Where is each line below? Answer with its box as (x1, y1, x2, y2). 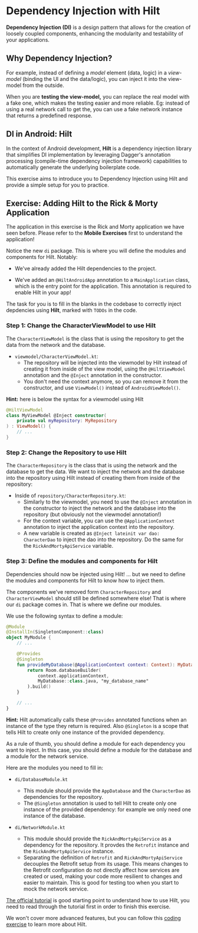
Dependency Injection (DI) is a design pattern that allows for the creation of (6, 24, 191, 31)
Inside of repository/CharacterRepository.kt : (14, 492, 127, 499)
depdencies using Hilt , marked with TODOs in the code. (6, 307, 137, 314)
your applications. (6, 36, 50, 43)
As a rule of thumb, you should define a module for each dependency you (6, 740, 186, 747)
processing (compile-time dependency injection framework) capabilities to (6, 157, 187, 164)
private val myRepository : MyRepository (16, 418, 117, 424)
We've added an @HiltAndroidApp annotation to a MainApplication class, (14, 277, 190, 284)
